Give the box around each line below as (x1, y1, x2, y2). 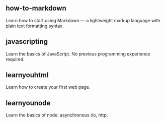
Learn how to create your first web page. (6, 84, 91, 90)
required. (6, 56, 25, 62)
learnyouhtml (6, 71, 49, 80)
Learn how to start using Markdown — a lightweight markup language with (6, 17, 160, 23)
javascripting (6, 37, 48, 46)
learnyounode (6, 98, 51, 107)
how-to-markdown (6, 4, 67, 13)
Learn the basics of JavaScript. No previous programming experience (6, 50, 150, 57)
